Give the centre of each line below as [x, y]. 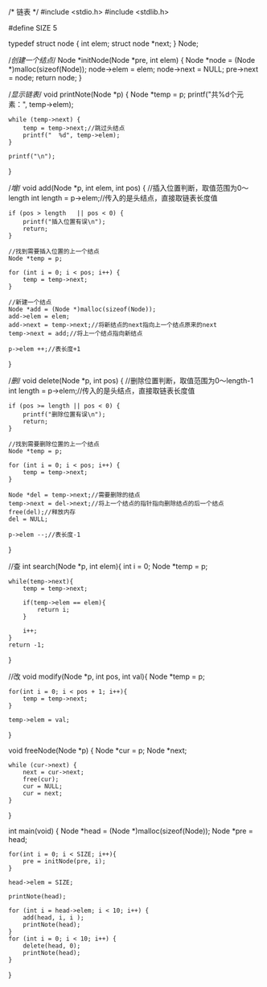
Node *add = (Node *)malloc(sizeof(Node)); [82, 309]
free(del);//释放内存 [42, 512]
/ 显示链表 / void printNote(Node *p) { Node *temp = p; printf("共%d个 [123, 94]
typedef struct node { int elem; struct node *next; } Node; [103, 43]
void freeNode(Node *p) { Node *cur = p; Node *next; [98, 750]
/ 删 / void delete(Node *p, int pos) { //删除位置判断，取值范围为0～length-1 [131, 380]
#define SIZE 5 [33, 28]
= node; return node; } [45, 78]
